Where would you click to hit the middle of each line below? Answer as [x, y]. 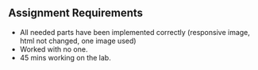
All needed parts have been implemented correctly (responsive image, [135, 32]
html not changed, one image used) [78, 41]
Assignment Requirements [76, 13]
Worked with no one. [54, 49]
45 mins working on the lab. [65, 57]
